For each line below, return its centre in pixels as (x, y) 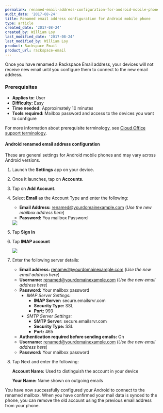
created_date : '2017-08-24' (33, 28)
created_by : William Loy (30, 32)
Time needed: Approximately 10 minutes (53, 108)
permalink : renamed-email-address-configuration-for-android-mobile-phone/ (83, 9)
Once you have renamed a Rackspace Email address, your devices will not (79, 64)
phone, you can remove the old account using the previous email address (78, 400)
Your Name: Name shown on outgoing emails (57, 381)
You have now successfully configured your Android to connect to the (75, 390)
